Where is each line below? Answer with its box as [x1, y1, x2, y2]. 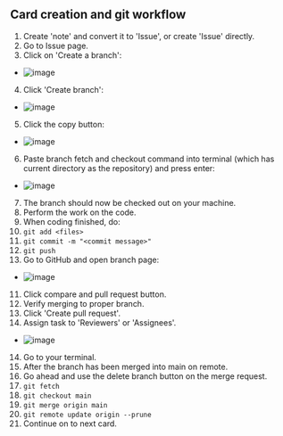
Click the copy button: [22, 119, 105, 129]
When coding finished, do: [22, 216, 121, 226]
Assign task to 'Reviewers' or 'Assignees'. [22, 317, 177, 328]
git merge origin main [22, 400, 108, 409]
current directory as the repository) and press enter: [22, 162, 215, 173]
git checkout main [22, 391, 92, 400]
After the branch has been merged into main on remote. [22, 361, 229, 372]
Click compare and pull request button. [22, 289, 167, 300]
